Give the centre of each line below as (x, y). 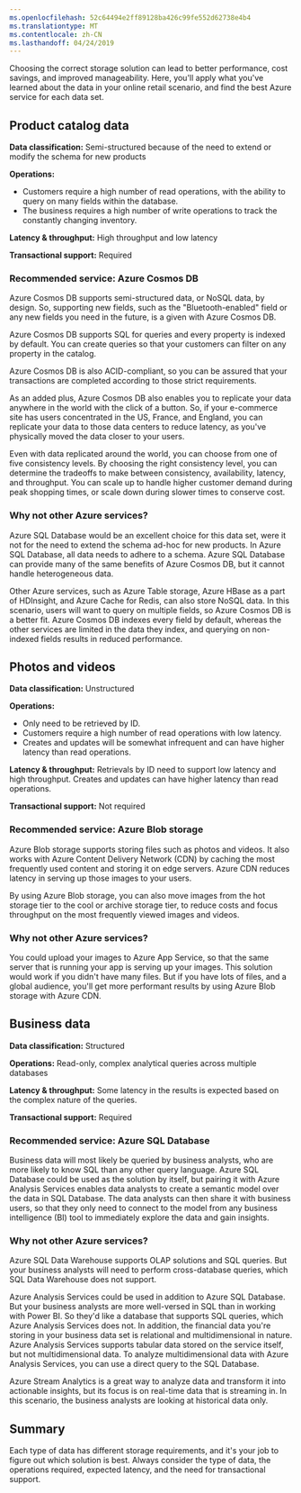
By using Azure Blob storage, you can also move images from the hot (137, 895)
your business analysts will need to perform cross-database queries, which (149, 1270)
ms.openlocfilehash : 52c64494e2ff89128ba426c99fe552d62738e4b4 (130, 18)
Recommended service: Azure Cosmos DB (104, 278)
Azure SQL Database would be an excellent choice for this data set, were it (148, 535)
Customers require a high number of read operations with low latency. (152, 733)
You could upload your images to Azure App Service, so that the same (139, 958)
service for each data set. (57, 97)
